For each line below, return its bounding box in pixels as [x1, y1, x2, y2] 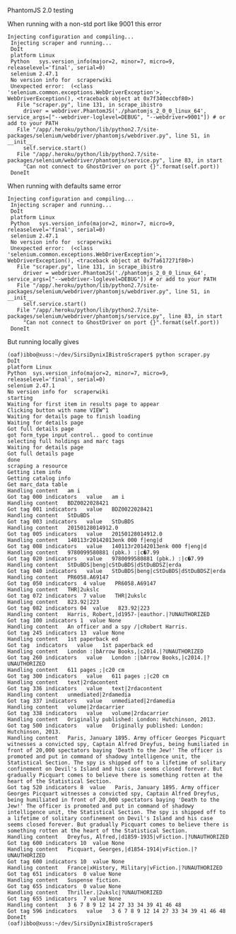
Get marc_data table [7, 481, 69, 488]
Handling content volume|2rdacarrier [7, 704, 125, 711]
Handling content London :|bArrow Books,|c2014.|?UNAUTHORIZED [7, 648, 203, 655]
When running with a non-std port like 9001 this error [7, 20, 163, 28]
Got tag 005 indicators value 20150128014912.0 [7, 531, 163, 538]
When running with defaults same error [7, 182, 122, 190]
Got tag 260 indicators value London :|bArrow [7, 654, 160, 661]
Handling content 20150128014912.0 [7, 524, 119, 531]
